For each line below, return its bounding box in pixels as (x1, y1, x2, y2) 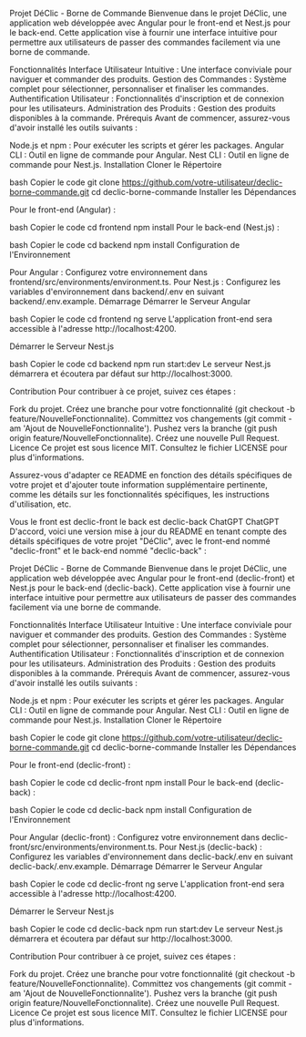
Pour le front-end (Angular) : (9, 204, 117, 215)
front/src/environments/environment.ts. (9, 842, 158, 852)
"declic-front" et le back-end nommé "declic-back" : (9, 546, 207, 556)
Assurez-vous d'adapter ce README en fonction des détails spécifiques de (9, 469, 293, 480)
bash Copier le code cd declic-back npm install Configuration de (9, 805, 252, 815)
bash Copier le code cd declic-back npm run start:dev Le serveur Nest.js (9, 924, 284, 934)
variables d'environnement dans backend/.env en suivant (9, 286, 225, 297)
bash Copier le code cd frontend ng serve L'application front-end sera (9, 313, 273, 324)
